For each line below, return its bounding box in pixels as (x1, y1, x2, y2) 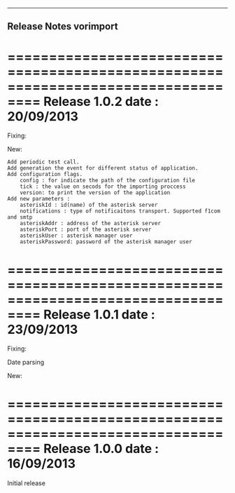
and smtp (7, 214, 33, 221)
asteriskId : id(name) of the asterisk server (20, 201, 158, 209)
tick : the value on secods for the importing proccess (20, 183, 187, 190)
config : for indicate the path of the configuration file (20, 177, 196, 184)
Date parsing (7, 358, 44, 367)
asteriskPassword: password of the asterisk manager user (20, 238, 192, 245)
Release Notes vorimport (7, 20, 118, 32)
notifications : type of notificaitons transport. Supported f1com (20, 208, 220, 215)
